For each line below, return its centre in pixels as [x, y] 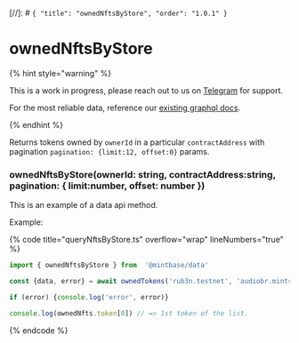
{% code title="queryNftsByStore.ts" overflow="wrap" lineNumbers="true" [147, 240]
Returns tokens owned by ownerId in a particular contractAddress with [137, 142]
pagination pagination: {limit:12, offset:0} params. [109, 151]
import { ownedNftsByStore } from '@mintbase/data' [109, 266]
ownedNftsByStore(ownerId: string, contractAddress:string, [142, 174]
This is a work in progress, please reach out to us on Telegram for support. [146, 90]
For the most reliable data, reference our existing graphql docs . [125, 108]
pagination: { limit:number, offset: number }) [107, 186]
